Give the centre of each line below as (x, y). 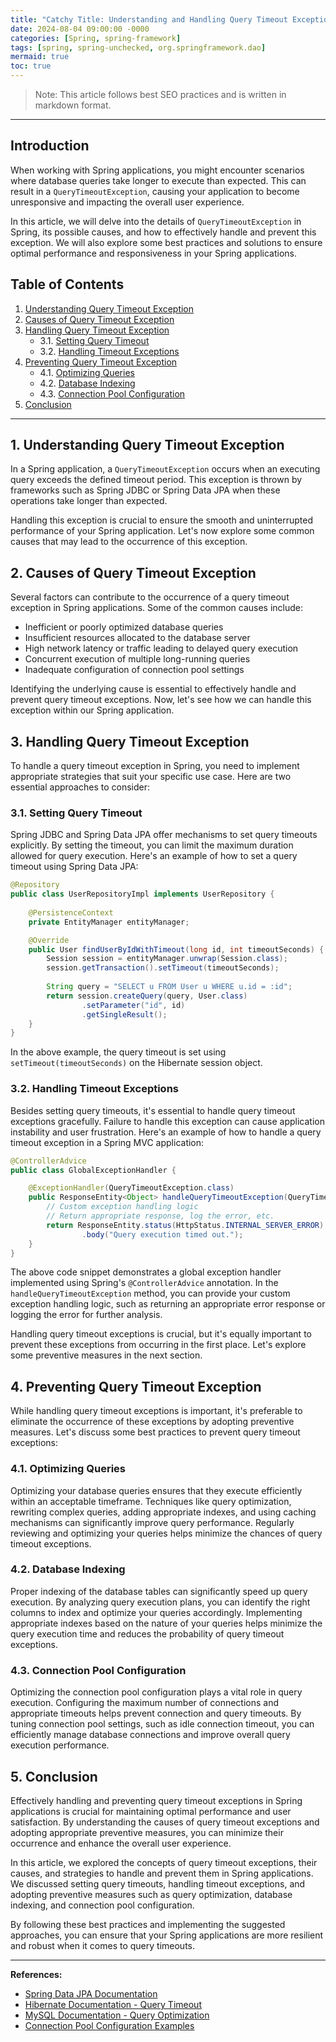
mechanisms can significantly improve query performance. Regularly (152, 1522)
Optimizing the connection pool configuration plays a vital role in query (156, 1692)
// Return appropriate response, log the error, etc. (160, 1216)
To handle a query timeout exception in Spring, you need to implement (155, 766)
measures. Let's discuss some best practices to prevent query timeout (155, 1432)
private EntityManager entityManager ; (109, 922)
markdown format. (73, 105)
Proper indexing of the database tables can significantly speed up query (159, 1591)
